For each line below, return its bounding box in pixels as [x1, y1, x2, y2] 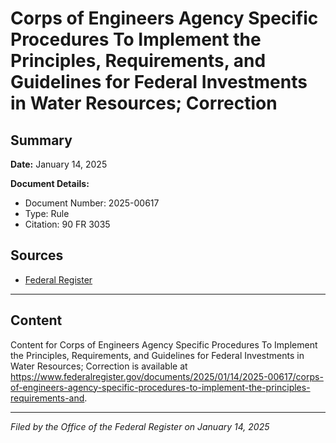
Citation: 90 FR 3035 [24, 218, 111, 230]
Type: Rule [24, 208, 70, 219]
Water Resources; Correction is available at [10, 360, 188, 372]
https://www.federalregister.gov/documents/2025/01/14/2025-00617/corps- [10, 370, 324, 382]
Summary [10, 132, 73, 149]
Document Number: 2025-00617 [24, 197, 160, 209]
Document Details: [10, 178, 90, 189]
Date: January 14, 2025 [10, 158, 108, 170]
